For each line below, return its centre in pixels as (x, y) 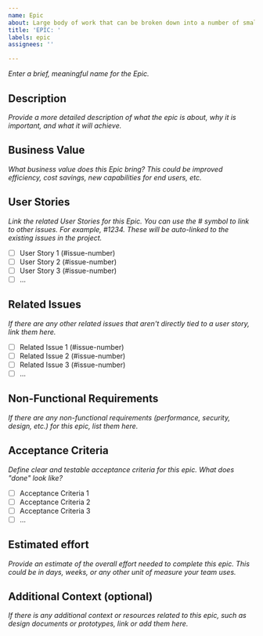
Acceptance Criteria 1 (54, 493)
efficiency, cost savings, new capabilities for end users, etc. (105, 177)
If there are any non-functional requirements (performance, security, (119, 417)
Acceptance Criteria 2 (55, 502)
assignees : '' (31, 45)
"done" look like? (36, 478)
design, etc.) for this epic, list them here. (73, 426)
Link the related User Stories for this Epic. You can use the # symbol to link (129, 221)
